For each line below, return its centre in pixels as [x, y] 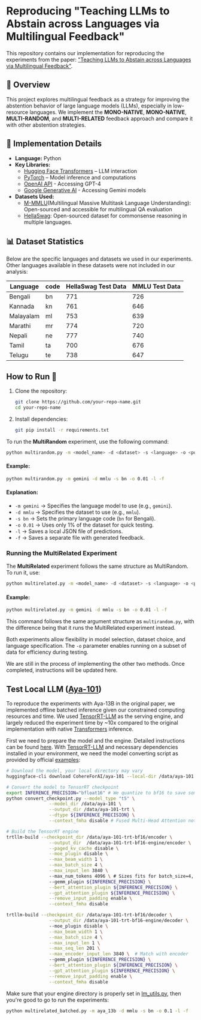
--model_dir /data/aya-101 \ [85, 804]
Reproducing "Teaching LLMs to [88, 11]
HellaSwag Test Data [96, 286]
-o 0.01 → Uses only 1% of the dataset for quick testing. [84, 525]
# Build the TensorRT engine [42, 831]
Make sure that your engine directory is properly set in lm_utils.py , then [94, 993]
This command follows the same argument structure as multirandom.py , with [100, 621]
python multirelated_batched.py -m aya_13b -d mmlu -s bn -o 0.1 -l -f [97, 1011]
